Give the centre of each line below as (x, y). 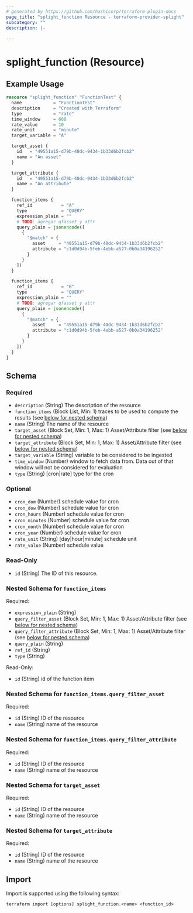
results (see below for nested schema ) (61, 418)
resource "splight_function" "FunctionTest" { (64, 97)
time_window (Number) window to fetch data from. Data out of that (94, 461)
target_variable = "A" (39, 135)
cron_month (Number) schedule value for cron (69, 527)
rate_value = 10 (38, 125)
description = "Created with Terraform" (66, 108)
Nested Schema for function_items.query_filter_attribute (92, 740)
